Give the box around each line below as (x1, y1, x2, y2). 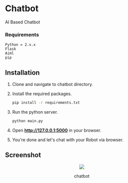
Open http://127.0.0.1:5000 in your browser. (12, 127, 101, 133)
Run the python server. (12, 109, 58, 115)
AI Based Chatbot (5, 19, 40, 25)
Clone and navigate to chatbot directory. (12, 81, 93, 87)
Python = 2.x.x (5, 42, 36, 47)
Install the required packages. (12, 91, 72, 97)
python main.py (12, 118, 43, 123)
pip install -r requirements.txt (12, 101, 80, 105)
